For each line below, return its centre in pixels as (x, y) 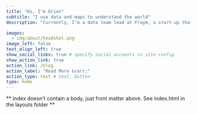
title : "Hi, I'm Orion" (35, 11)
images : (16, 33)
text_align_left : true (34, 49)
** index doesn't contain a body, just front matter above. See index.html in (96, 99)
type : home (19, 82)
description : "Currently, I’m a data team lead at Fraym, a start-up (93, 22)
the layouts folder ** (30, 105)
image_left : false (28, 44)
